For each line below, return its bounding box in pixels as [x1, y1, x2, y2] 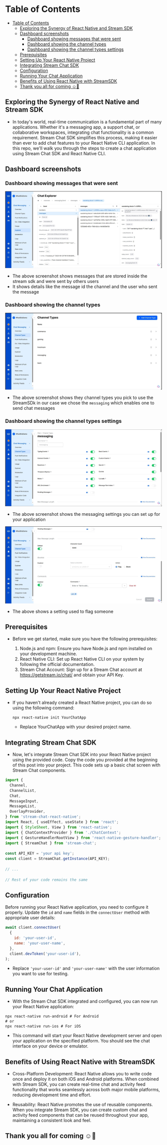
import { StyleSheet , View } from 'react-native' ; [5, 825, 112, 830]
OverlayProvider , [9, 809, 46, 814]
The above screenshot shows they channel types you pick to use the [12, 394, 154, 401]
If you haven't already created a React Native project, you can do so [12, 700, 152, 706]
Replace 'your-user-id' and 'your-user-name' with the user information [12, 965, 160, 971]
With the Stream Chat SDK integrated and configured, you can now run [12, 998, 158, 1004]
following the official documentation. [19, 662, 95, 668]
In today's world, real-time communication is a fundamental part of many [12, 118, 162, 125]
